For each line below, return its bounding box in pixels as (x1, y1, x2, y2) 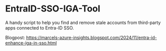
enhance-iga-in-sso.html (5, 39, 57, 45)
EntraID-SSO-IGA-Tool (5, 3, 101, 14)
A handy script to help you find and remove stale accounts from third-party (5, 19, 161, 25)
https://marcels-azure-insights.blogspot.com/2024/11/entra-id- (26, 34, 157, 40)
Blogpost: (5, 34, 25, 40)
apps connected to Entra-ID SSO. (5, 24, 74, 30)
